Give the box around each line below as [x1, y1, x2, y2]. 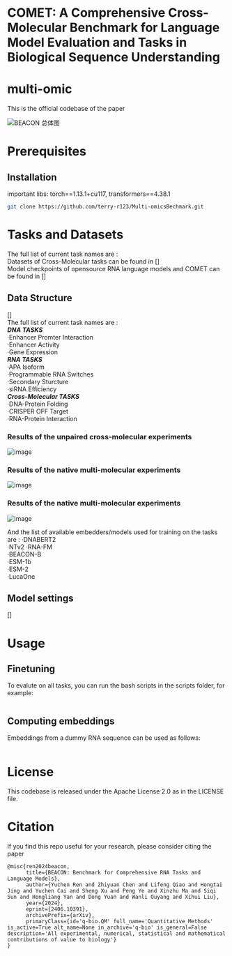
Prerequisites [7, 144, 87, 160]
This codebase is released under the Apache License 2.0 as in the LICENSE [7, 787, 224, 796]
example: [7, 689, 33, 697]
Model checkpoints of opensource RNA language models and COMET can [7, 264, 220, 273]
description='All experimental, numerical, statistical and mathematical [7, 930, 226, 937]
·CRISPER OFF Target [7, 407, 68, 416]
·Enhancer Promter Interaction [7, 333, 94, 341]
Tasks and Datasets [7, 227, 124, 243]
